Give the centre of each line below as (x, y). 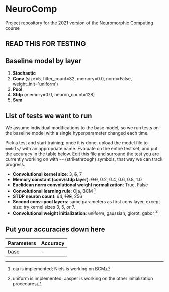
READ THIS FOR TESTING (46, 44)
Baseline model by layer (44, 61)
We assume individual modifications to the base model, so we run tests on (82, 128)
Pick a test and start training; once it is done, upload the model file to (77, 143)
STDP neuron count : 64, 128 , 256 (48, 196)
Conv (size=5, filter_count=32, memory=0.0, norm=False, (72, 79)
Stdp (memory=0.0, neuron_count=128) (53, 95)
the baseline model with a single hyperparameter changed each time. (77, 133)
